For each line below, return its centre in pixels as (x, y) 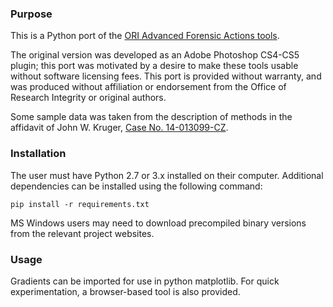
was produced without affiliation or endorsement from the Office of (148, 87)
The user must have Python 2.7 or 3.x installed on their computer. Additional (167, 175)
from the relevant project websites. (82, 233)
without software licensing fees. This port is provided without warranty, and (166, 76)
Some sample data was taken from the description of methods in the (151, 117)
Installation (38, 154)
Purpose (31, 14)
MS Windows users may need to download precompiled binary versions (158, 223)
